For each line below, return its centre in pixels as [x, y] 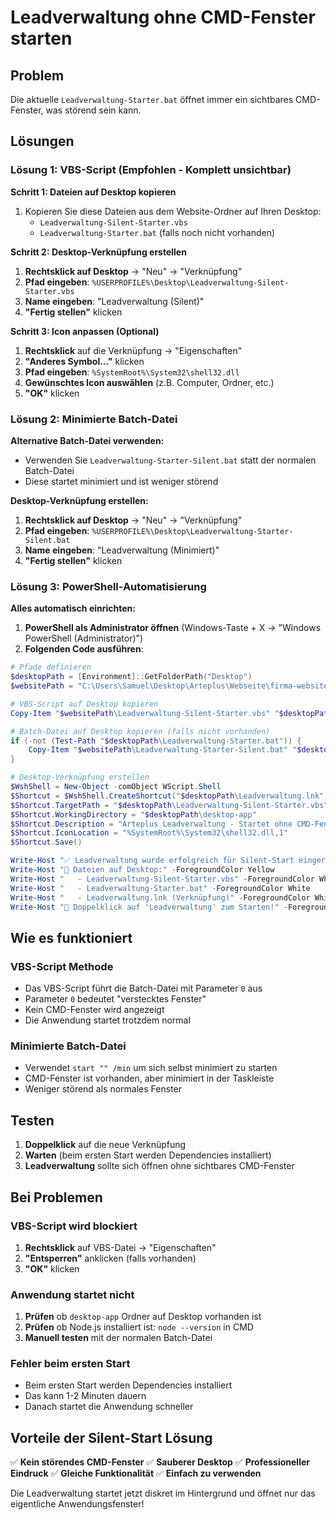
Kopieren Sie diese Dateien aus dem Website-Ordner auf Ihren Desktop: [173, 211]
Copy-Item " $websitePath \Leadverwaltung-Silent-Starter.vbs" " [145, 713]
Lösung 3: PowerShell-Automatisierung [108, 586]
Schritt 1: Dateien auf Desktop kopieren [93, 192]
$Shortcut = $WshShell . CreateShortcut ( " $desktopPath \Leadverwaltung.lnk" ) [169, 796]
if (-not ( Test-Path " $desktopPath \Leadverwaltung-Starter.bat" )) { [156, 741]
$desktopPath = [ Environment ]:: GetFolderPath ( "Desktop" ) [131, 677]
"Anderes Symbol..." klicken [84, 361]
